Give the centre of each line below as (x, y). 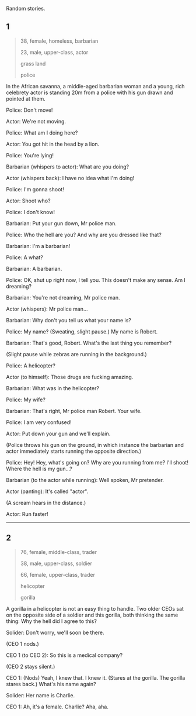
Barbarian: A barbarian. (34, 268)
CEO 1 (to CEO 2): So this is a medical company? (64, 655)
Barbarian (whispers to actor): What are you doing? (68, 167)
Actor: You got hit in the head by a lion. (53, 144)
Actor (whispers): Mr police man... (47, 309)
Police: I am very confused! (39, 422)
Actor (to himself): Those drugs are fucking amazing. (70, 377)
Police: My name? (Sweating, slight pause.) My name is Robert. (82, 331)
